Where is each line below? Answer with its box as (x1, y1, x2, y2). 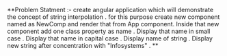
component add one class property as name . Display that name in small (7, 27, 211, 35)
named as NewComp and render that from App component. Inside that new (7, 20, 219, 28)
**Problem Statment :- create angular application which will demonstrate (7, 6, 214, 13)
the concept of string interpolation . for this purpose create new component (7, 13, 220, 21)
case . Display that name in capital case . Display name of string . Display (7, 34, 213, 43)
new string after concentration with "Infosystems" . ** (7, 42, 159, 49)
